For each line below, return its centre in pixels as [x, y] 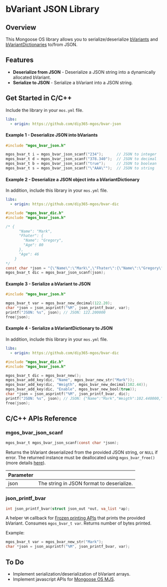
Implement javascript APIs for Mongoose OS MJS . [64, 579]
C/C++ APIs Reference [41, 419]
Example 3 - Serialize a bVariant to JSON [48, 284]
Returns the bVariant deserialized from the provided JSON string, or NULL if [82, 452]
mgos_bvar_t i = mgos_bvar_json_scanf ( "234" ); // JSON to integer [81, 155]
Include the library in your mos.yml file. [45, 110]
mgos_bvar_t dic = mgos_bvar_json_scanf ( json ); [56, 273]
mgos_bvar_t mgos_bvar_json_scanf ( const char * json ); [62, 443]
